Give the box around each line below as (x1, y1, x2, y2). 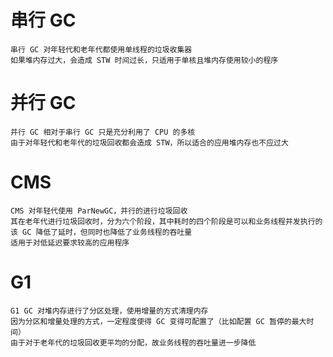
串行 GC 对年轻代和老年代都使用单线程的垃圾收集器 (10, 44, 193, 55)
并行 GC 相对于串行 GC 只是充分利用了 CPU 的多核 (10, 127, 196, 137)
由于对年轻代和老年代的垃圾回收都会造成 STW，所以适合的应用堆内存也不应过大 (10, 137, 289, 148)
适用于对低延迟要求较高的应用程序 (10, 237, 130, 248)
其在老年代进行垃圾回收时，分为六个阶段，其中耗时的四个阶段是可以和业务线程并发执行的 (10, 216, 323, 226)
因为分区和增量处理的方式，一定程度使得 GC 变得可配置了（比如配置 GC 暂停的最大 (10, 316, 307, 326)
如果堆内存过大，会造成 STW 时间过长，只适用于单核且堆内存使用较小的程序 (10, 55, 279, 65)
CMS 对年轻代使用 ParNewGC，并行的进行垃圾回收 (10, 206, 188, 216)
